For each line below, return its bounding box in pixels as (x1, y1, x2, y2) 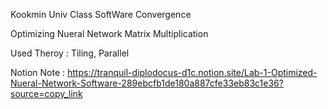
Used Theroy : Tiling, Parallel (10, 47, 130, 59)
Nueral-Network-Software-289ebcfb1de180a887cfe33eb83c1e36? (10, 77, 284, 89)
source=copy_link (10, 88, 83, 99)
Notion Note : (10, 67, 66, 78)
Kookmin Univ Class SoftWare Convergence (10, 9, 192, 20)
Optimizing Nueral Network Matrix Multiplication (10, 28, 209, 39)
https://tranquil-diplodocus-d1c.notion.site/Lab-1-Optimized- (66, 67, 318, 78)
